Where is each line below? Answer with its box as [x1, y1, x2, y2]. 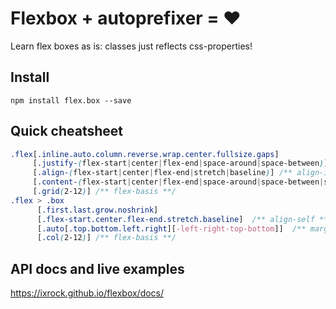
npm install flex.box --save [10, 95, 132, 106]
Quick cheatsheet [10, 123, 124, 140]
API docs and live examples [10, 260, 185, 277]
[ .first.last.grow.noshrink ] [36, 205, 159, 215]
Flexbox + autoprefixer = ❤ [10, 7, 242, 30]
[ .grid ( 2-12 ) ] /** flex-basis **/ [32, 187, 177, 197]
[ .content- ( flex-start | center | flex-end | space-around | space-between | [32, 177, 325, 187]
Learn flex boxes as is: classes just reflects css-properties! [10, 40, 253, 52]
